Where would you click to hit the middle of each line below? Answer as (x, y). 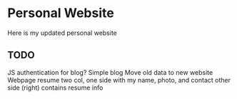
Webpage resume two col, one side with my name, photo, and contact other (119, 80)
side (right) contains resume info (55, 88)
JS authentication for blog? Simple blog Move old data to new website (110, 72)
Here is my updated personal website (62, 33)
